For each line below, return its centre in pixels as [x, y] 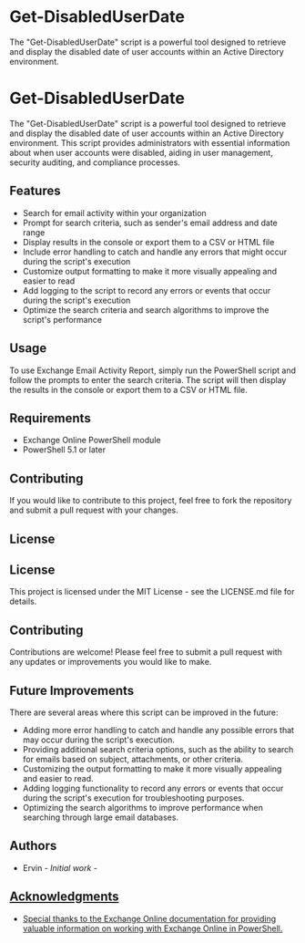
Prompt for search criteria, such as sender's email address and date [150, 223]
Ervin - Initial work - [60, 867]
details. [23, 601]
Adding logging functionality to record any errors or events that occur [153, 788]
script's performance [62, 319]
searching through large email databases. [101, 817]
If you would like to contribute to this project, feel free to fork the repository [151, 501]
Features [35, 191]
